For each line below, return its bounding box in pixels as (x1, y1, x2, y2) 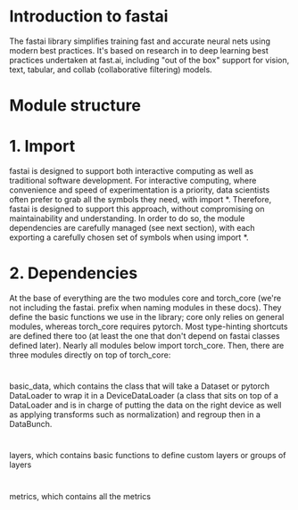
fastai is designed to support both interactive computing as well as (9, 166, 254, 177)
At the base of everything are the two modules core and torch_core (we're (9, 292, 282, 303)
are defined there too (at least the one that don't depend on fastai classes (9, 331, 280, 341)
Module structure (9, 95, 141, 116)
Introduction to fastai (9, 6, 169, 27)
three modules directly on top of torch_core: (9, 350, 171, 360)
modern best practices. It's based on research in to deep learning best (9, 45, 269, 55)
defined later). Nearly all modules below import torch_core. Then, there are (9, 341, 285, 350)
